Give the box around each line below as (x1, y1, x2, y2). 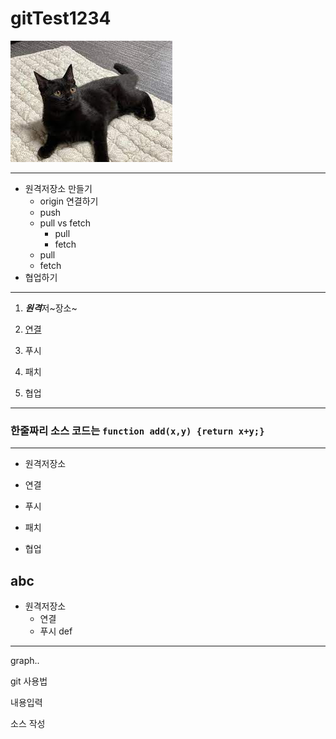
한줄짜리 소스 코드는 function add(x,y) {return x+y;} (10, 423, 265, 437)
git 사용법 (10, 675, 48, 687)
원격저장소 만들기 (24, 182, 93, 194)
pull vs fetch (39, 217, 92, 229)
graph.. (10, 655, 40, 667)
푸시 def (39, 625, 73, 637)
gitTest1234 (10, 7, 112, 30)
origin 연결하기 (39, 195, 99, 207)
